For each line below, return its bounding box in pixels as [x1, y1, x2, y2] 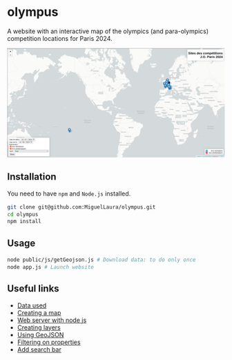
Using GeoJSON [17, 330, 64, 339]
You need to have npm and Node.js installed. [7, 189, 131, 198]
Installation [7, 171, 57, 183]
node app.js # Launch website [7, 264, 95, 271]
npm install [7, 218, 41, 225]
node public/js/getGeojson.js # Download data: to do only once [7, 256, 196, 263]
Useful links [7, 283, 60, 294]
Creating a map [17, 308, 61, 316]
